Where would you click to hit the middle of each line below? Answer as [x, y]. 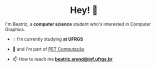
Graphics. [15, 29]
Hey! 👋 [84, 10]
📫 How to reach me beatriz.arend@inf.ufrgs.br [62, 59]
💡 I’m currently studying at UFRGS [48, 39]
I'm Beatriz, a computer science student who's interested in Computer [78, 24]
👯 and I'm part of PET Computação [48, 49]
